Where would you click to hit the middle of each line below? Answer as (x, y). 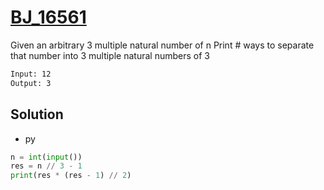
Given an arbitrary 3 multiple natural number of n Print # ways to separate (162, 45)
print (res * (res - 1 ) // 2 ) (71, 176)
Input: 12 (31, 74)
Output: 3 (31, 83)
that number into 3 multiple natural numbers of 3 (110, 55)
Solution (37, 114)
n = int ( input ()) (46, 157)
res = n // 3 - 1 (46, 166)
